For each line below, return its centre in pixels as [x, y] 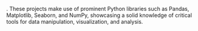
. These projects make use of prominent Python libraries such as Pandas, [98, 9]
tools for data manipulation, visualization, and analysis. [75, 22]
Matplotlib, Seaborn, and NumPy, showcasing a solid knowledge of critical [99, 15]
